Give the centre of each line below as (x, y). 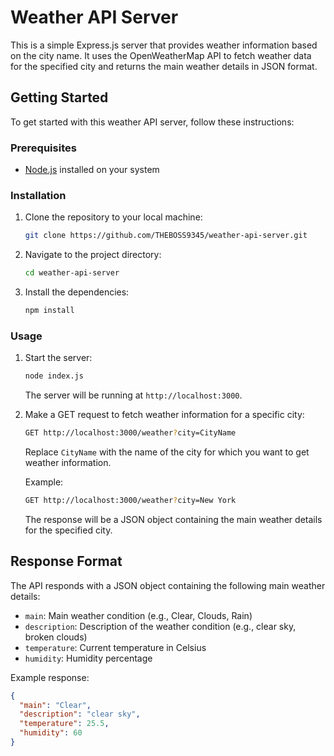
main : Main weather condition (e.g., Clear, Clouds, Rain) (138, 615)
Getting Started (59, 97)
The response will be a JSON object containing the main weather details (173, 519)
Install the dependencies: (77, 292)
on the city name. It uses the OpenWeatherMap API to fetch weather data (161, 55)
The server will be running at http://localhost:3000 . (133, 395)
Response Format (66, 561)
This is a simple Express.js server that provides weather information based (164, 45)
